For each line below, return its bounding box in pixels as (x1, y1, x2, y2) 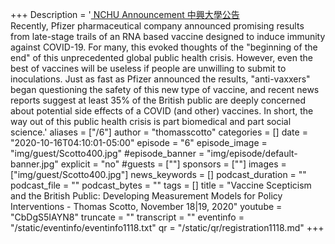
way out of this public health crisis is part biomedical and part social (10, 116, 292, 127)
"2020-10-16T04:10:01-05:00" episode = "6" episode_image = (10, 137, 268, 148)
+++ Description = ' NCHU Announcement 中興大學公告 (10, 9, 240, 20)
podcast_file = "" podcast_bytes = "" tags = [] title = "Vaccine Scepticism (10, 179, 312, 191)
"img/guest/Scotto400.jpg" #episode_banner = (10, 148, 205, 159)
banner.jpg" (10, 158, 59, 170)
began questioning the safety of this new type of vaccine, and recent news (10, 84, 320, 95)
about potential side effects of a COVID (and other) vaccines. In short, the (10, 105, 314, 117)
